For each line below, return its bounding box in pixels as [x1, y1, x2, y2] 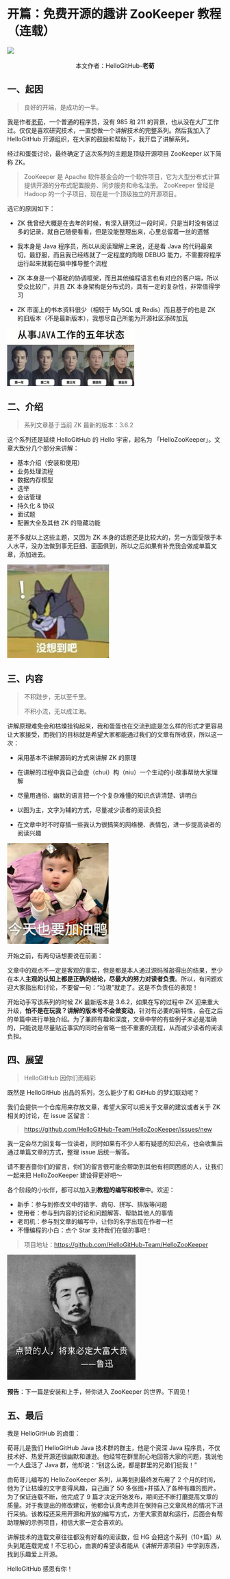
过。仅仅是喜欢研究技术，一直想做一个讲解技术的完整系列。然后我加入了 [7, 126, 211, 134]
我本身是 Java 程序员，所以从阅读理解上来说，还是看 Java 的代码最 [16, 241, 207, 250]
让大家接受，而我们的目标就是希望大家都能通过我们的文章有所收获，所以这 [7, 730, 217, 738]
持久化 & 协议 [16, 501, 55, 510]
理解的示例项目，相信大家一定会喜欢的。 [12, 1519, 127, 1527]
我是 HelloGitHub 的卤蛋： [7, 1429, 81, 1438]
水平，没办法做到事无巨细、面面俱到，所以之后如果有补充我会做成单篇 [12, 541, 211, 549]
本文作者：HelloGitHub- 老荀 [75, 61, 155, 69]
